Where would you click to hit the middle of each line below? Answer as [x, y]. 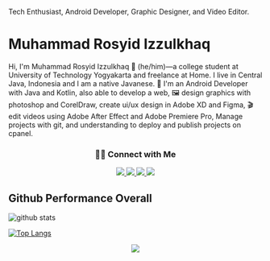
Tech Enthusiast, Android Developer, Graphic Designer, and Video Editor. [129, 12]
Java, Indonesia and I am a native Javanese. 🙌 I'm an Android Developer [128, 83]
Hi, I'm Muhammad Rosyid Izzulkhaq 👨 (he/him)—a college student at [124, 66]
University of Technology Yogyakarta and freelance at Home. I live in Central [135, 75]
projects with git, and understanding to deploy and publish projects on [125, 125]
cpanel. [21, 133]
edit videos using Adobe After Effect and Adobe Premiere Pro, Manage [126, 116]
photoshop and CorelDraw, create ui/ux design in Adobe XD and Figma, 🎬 [131, 105]
